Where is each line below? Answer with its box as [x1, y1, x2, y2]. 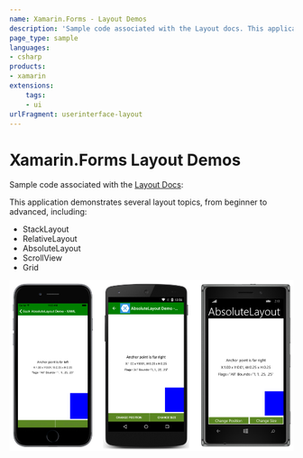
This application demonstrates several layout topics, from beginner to [9, 197, 268, 207]
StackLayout [22, 224, 69, 234]
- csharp [9, 52, 42, 62]
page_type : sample [9, 33, 78, 42]
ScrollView [22, 252, 63, 263]
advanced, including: [9, 206, 87, 217]
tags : [25, 90, 47, 99]
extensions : [9, 81, 54, 90]
